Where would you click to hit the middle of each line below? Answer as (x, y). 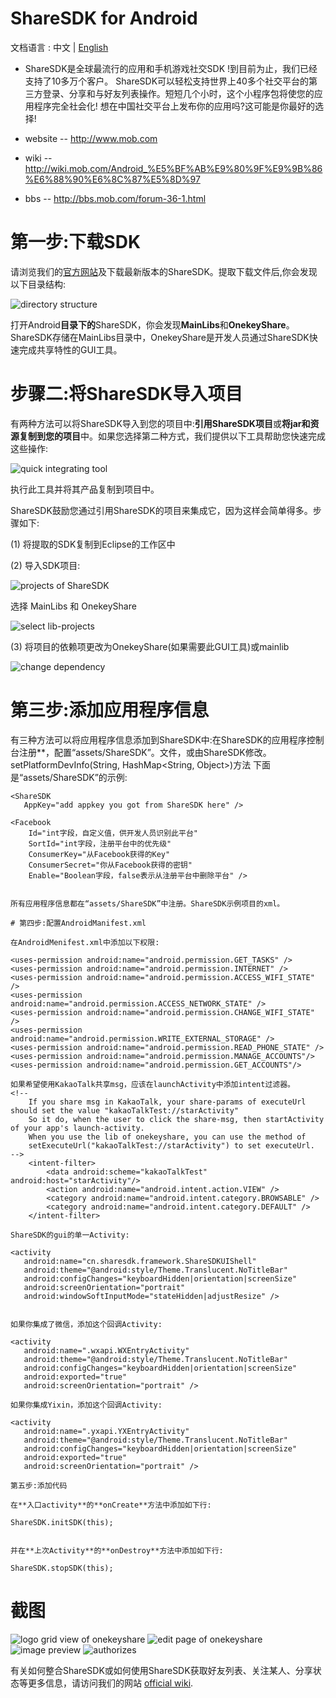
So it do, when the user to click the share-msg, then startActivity (176, 1119)
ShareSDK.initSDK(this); (62, 1522)
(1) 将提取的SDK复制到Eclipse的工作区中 (93, 544)
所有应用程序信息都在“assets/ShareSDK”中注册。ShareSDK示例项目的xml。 (147, 903)
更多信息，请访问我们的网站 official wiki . (110, 1683)
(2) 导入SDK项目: (45, 565)
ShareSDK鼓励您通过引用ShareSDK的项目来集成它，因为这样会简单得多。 (161, 510)
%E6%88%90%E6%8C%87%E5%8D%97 (112, 179)
